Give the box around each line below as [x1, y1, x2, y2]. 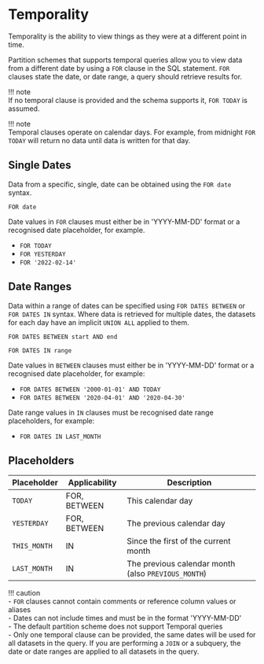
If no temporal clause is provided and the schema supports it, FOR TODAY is [8, 95, 247, 105]
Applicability [68, 478, 117, 489]
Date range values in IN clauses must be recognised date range [8, 408, 214, 417]
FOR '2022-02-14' [19, 258, 77, 267]
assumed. [8, 104, 40, 113]
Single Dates [8, 159, 72, 172]
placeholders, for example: [8, 415, 95, 426]
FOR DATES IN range [8, 346, 72, 355]
